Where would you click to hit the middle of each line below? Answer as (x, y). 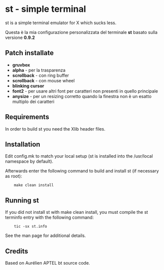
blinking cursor (28, 86)
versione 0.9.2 (20, 37)
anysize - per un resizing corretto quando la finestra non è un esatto (82, 96)
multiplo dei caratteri (33, 101)
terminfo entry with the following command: (49, 217)
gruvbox (21, 65)
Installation (23, 144)
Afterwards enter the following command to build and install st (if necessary (82, 171)
